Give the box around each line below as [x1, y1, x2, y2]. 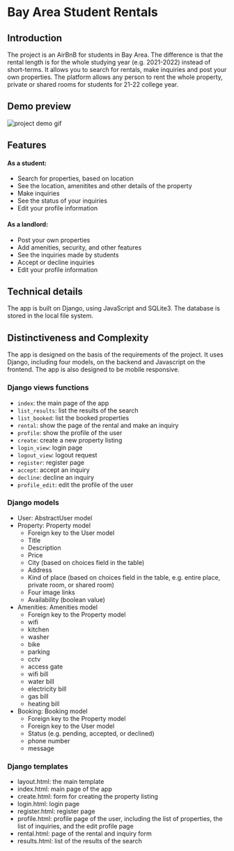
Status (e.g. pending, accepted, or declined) [27, 729, 155, 738]
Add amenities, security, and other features [17, 243, 142, 252]
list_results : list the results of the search [17, 406, 139, 415]
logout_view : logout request [17, 450, 97, 459]
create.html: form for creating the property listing [17, 792, 159, 801]
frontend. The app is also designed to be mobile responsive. [7, 365, 180, 374]
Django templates [7, 761, 68, 771]
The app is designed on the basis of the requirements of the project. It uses [7, 350, 224, 359]
